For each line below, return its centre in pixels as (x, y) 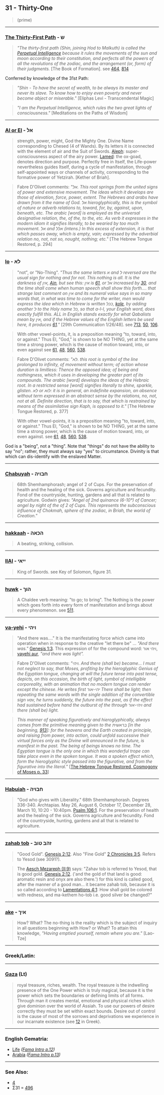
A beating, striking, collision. (45, 544)
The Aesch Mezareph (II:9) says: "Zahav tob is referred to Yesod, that (87, 869)
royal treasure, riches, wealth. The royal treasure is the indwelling (83, 985)
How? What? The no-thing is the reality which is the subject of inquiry (87, 923)
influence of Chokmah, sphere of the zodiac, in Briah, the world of (84, 510)
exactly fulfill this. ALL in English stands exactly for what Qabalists (84, 314)
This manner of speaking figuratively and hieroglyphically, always (83, 720)
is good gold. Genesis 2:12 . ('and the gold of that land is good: (80, 874)
